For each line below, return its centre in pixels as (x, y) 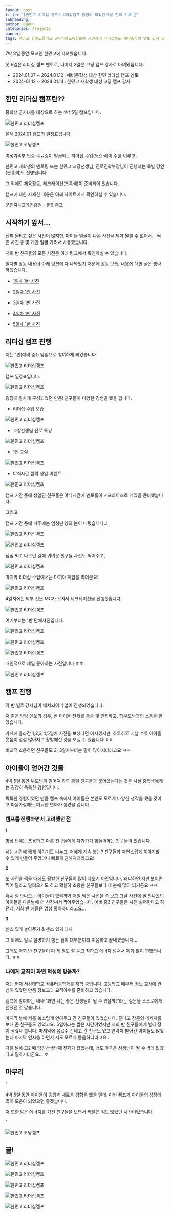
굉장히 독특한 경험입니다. (35, 787)
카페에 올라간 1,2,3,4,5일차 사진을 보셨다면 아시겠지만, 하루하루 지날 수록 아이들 (83, 733)
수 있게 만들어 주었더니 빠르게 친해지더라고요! (50, 858)
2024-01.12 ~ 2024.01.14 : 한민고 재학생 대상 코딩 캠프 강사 (71, 81)
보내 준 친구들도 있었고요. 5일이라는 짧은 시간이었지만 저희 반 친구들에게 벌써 (81, 1024)
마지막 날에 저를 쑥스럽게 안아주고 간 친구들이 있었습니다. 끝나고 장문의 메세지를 (83, 1018)
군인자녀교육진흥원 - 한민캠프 (34, 205)
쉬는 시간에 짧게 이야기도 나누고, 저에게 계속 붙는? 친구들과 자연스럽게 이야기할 (83, 852)
